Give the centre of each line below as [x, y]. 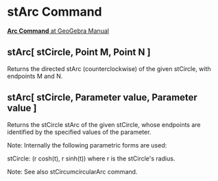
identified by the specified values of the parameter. [79, 132]
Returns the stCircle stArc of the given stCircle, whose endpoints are [104, 124]
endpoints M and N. [35, 76]
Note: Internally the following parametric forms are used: [87, 145]
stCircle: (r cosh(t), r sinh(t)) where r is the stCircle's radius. [91, 158]
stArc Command [54, 12]
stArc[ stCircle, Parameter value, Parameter [102, 97]
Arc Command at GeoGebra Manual [58, 31]
